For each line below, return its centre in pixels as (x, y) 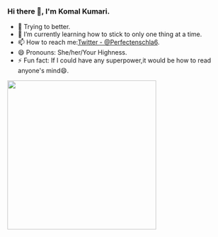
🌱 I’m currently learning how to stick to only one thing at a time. (110, 34)
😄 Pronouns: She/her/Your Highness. (72, 53)
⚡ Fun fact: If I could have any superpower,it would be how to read (114, 60)
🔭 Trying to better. (44, 27)
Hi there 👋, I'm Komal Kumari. (59, 11)
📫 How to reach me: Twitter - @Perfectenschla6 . (88, 43)
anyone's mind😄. (43, 71)
